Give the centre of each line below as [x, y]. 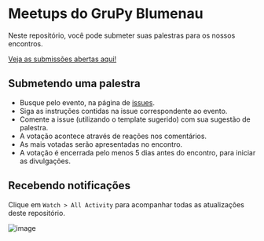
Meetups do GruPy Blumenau [106, 14]
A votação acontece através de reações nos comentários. [113, 136]
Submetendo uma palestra [75, 84]
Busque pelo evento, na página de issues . [87, 102]
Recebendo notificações [70, 186]
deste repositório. [37, 213]
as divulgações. [45, 161]
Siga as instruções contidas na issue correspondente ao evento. [123, 111]
